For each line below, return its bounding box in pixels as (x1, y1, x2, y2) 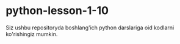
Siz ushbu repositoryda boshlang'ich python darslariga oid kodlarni (5, 24, 175, 31)
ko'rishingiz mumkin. (5, 30, 58, 37)
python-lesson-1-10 (5, 4, 109, 18)
